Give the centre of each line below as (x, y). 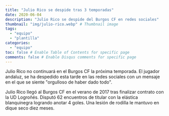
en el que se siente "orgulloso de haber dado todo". (59, 82)
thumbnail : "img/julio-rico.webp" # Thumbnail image (62, 24)
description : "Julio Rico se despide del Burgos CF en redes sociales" (82, 19)
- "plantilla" (24, 38)
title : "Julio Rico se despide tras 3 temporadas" (60, 10)
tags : (11, 29)
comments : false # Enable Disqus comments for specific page (71, 57)
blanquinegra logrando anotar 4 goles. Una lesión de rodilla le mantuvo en (82, 103)
